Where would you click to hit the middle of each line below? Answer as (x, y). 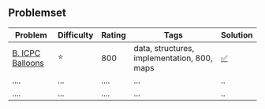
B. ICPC (26, 53)
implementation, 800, (173, 58)
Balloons (28, 63)
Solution (237, 35)
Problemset (37, 13)
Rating (114, 35)
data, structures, (164, 48)
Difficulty (76, 35)
